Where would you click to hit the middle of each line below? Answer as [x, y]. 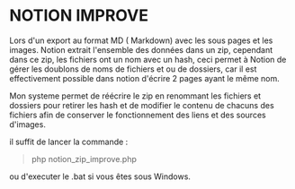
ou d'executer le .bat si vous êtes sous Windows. [100, 176]
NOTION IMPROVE [79, 16]
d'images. [28, 124]
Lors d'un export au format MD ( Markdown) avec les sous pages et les [141, 40]
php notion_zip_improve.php [84, 159]
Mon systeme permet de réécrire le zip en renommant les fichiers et [135, 96]
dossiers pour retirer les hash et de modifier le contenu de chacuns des [142, 105]
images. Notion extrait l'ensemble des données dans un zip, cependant [141, 49]
